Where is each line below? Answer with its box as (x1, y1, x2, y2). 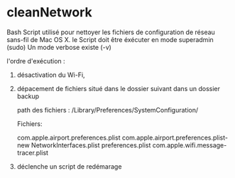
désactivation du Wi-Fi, (16, 70, 86, 79)
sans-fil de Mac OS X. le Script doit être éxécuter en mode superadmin (6, 35, 214, 43)
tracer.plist (16, 148, 49, 157)
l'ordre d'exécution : (6, 56, 65, 65)
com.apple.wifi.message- (152, 140, 227, 150)
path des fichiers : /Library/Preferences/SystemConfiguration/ (16, 105, 199, 114)
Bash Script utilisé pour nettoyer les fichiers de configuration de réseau (6, 28, 216, 36)
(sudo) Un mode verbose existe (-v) (6, 43, 111, 51)
